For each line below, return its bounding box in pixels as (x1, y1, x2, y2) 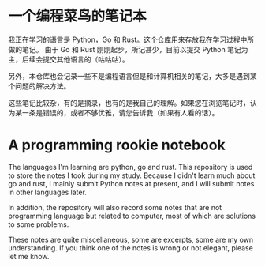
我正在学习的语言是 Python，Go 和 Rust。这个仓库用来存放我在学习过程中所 (8, 35, 255, 44)
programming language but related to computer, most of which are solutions (8, 211, 256, 220)
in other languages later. (8, 187, 87, 197)
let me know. (8, 251, 50, 261)
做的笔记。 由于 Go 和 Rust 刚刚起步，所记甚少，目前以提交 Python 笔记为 (8, 44, 248, 54)
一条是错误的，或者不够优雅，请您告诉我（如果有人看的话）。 (21, 107, 219, 117)
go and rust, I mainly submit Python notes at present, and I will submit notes (8, 179, 255, 188)
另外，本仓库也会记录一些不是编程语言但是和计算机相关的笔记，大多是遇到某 (8, 71, 257, 81)
